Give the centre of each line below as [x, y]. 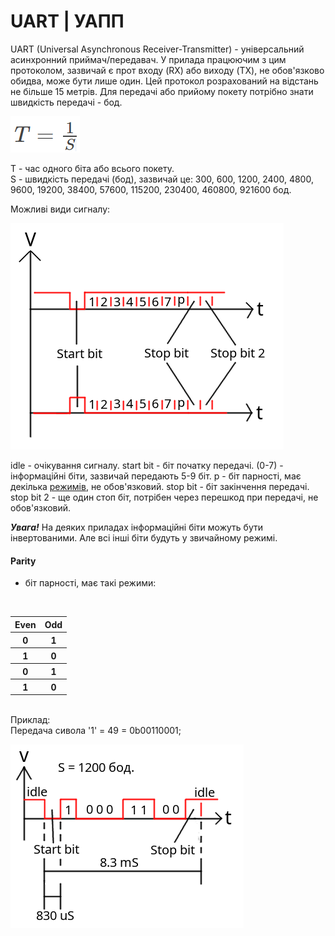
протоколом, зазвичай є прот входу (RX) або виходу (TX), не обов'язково [167, 70]
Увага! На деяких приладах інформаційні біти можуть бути [136, 527]
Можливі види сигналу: [60, 209]
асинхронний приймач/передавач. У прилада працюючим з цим [148, 59]
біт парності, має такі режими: [90, 583]
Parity [23, 561]
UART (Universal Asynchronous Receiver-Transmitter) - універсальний [157, 49]
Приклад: [30, 720]
